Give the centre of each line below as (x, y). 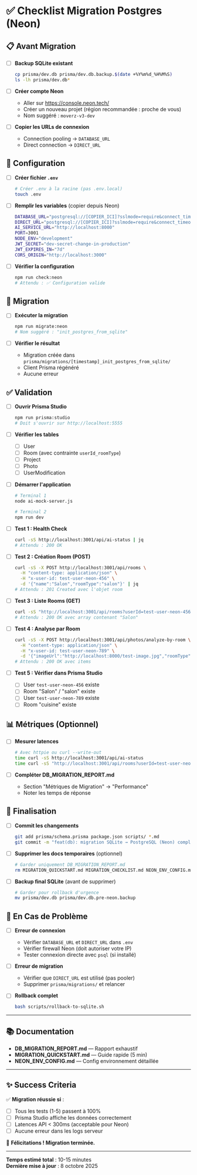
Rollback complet (36, 995)
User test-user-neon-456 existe (61, 685)
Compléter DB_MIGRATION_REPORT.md (64, 775)
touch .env (28, 194)
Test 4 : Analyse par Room (47, 629)
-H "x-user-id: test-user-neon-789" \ (67, 651)
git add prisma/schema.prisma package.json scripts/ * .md (87, 837)
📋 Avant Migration (41, 46)
